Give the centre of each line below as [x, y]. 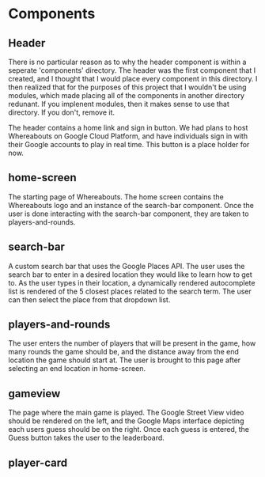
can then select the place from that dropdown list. [89, 299]
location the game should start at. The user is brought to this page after [125, 360]
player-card [38, 462]
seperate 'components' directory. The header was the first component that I [132, 70]
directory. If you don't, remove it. [62, 112]
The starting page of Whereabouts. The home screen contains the [116, 197]
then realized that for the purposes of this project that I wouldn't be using [127, 87]
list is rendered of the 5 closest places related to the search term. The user [130, 291]
